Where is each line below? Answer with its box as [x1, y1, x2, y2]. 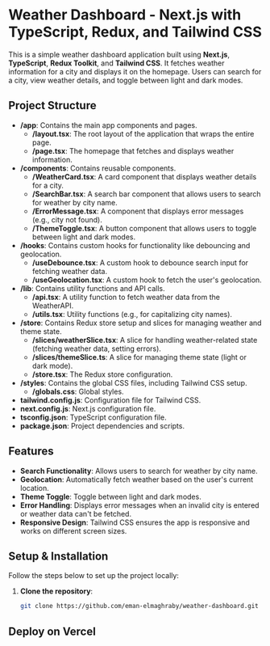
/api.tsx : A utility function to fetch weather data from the [31, 292, 220, 302]
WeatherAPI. [31, 301, 74, 310]
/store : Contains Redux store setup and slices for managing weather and [19, 318, 262, 327]
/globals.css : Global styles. [31, 386, 124, 396]
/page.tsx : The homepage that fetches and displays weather [31, 146, 235, 155]
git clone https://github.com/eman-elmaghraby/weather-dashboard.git [19, 602, 260, 610]
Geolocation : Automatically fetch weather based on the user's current [19, 475, 254, 484]
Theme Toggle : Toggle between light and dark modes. [19, 492, 201, 501]
